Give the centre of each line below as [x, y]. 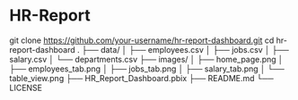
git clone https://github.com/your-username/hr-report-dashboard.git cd [142, 40]
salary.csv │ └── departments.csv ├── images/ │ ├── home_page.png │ [147, 59]
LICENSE [26, 87]
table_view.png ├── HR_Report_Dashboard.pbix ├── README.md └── [141, 78]
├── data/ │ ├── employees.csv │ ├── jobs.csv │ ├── [185, 49]
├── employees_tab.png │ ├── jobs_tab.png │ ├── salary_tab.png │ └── [147, 69]
